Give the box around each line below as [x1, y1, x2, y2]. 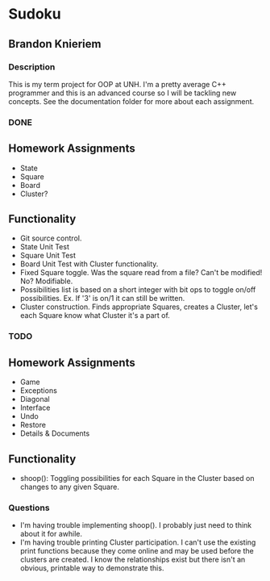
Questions [8, 502, 50, 513]
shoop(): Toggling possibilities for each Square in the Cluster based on [19, 473, 255, 483]
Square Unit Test [19, 251, 77, 261]
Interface [19, 403, 51, 412]
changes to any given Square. [19, 482, 119, 491]
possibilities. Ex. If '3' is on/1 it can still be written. [19, 294, 185, 303]
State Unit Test [19, 242, 70, 252]
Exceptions [19, 386, 58, 395]
